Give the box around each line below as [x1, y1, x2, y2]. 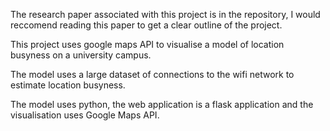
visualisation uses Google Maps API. [10, 109, 160, 121]
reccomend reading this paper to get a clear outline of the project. [10, 19, 283, 31]
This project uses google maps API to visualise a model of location [10, 39, 285, 50]
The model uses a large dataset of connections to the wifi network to [10, 69, 295, 80]
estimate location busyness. [10, 79, 126, 91]
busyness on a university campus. [10, 49, 152, 61]
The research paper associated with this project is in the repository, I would [10, 9, 321, 20]
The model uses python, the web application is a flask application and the [10, 99, 314, 110]
